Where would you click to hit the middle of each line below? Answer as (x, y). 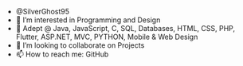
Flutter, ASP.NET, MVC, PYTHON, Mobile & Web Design (107, 37)
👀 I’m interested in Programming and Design (88, 20)
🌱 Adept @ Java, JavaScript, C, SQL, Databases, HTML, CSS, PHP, (125, 28)
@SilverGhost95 (43, 12)
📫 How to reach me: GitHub (62, 54)
